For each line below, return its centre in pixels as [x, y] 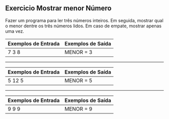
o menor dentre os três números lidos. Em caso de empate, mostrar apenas [83, 26]
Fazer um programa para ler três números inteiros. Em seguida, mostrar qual [84, 20]
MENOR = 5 [78, 80]
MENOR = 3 [78, 52]
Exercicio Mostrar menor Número [58, 8]
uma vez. [15, 31]
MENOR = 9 [78, 109]
